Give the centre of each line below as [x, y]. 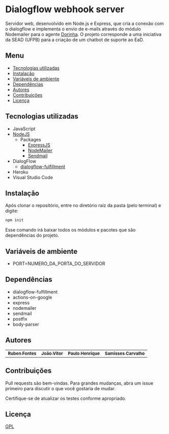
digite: [12, 211]
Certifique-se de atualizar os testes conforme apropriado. [66, 398]
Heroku [20, 172]
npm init [15, 220]
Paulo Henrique [84, 353]
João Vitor [52, 353]
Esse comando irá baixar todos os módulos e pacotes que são [71, 230]
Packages [31, 139]
